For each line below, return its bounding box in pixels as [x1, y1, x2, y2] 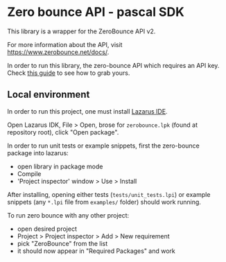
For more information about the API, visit [7, 40, 123, 49]
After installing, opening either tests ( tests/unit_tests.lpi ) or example [7, 190, 211, 198]
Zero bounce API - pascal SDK [7, 4, 185, 20]
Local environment [7, 89, 90, 101]
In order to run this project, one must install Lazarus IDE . [7, 107, 168, 115]
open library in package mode [17, 162, 103, 171]
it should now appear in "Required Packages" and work [17, 247, 175, 255]
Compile [17, 169, 42, 177]
